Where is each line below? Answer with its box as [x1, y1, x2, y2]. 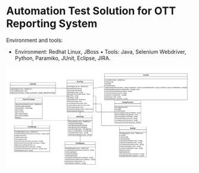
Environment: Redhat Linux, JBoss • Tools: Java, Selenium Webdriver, [14, 48, 186, 55]
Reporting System [6, 17, 98, 30]
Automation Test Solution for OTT [6, 4, 176, 18]
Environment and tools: [6, 36, 63, 44]
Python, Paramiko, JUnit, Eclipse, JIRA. [14, 54, 111, 61]
